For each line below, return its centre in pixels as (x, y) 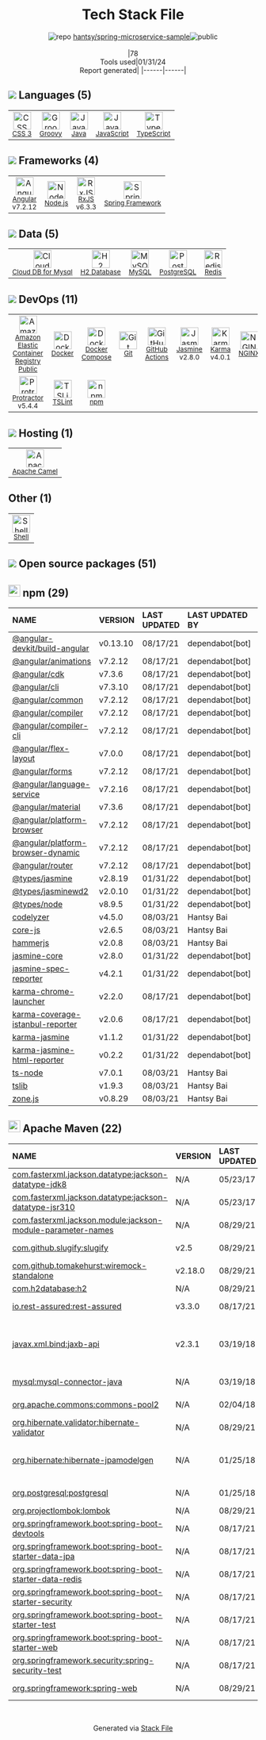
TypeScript (154, 133)
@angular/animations (52, 662)
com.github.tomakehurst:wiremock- (80, 1266)
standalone (33, 1275)
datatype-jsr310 (44, 1207)
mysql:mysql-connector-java (67, 1381)
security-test (37, 1670)
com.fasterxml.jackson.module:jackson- (87, 1220)
